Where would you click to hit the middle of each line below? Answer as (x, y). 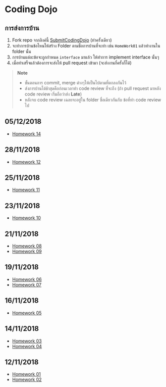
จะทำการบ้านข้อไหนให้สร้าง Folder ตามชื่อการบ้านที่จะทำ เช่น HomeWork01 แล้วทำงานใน (86, 46)
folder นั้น (21, 51)
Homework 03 (27, 341)
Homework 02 (27, 379)
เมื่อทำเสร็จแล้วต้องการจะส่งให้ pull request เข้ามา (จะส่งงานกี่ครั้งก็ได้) (72, 63)
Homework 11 (26, 190)
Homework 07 (26, 284)
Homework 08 (27, 246)
